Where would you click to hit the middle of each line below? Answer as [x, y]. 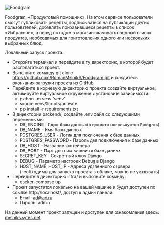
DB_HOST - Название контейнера [55, 145]
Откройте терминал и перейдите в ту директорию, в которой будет [83, 62]
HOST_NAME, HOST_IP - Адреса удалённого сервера [75, 166]
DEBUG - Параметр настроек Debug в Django [67, 161]
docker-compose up [40, 182]
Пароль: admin [35, 203]
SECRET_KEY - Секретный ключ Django [60, 156]
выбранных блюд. [24, 43]
